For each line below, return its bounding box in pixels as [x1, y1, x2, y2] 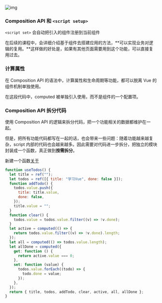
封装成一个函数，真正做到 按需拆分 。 [5, 147, 77, 153]
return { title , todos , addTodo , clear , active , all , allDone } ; [9, 289, 144, 294]
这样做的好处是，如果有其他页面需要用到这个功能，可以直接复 [30, 46, 154, 52]
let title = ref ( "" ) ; [9, 172, 53, 177]
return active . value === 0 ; [17, 253, 75, 258]
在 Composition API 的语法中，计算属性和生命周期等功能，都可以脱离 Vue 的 [5, 77, 157, 83]
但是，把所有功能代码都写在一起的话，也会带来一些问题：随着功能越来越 [5, 135, 149, 141]
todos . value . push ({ [14, 185, 53, 190]
